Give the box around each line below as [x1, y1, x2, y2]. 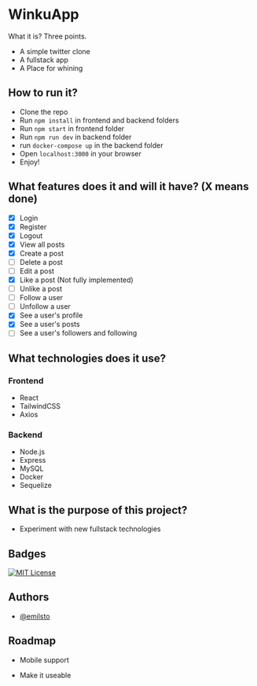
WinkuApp [8, 6, 79, 24]
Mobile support [19, 655, 69, 665]
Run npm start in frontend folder [19, 123, 125, 133]
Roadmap [8, 634, 57, 647]
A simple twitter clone [19, 46, 90, 56]
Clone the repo [19, 107, 68, 116]
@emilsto [19, 611, 50, 621]
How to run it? [8, 86, 79, 100]
